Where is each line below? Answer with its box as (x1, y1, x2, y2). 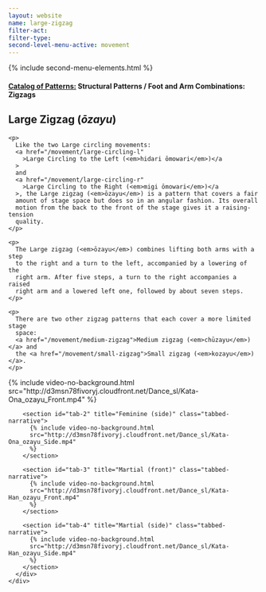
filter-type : (8, 33, 52, 42)
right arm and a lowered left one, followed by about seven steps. (15, 287, 244, 295)
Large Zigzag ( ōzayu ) (8, 113, 117, 127)
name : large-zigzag (8, 19, 73, 27)
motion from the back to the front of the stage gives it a (15, 204, 219, 212)
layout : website (8, 11, 62, 20)
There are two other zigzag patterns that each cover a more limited (15, 315, 251, 323)
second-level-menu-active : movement (8, 41, 130, 49)
